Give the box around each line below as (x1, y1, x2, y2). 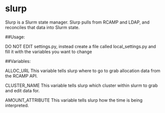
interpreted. (5, 102, 29, 108)
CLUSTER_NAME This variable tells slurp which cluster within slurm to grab (5, 82, 158, 88)
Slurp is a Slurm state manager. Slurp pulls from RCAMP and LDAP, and (5, 19, 150, 25)
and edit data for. (5, 87, 40, 93)
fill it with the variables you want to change (5, 49, 92, 55)
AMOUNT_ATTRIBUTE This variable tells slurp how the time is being (5, 97, 143, 103)
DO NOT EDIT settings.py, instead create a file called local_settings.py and (5, 43, 156, 49)
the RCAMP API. (5, 73, 38, 79)
